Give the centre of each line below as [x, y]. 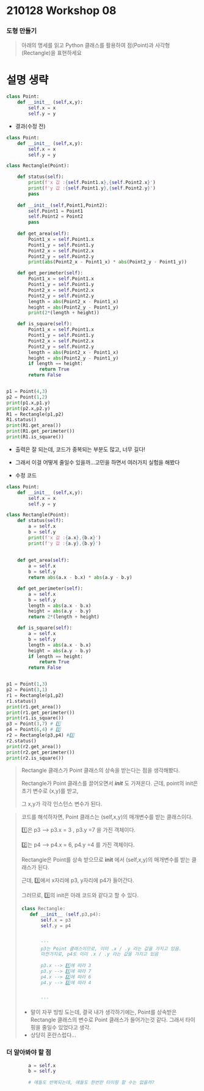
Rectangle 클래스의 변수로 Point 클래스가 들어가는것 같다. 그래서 [107, 1020]
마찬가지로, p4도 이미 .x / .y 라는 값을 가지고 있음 [100, 954]
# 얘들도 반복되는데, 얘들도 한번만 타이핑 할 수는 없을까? [91, 1082]
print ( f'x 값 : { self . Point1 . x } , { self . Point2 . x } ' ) [92, 183]
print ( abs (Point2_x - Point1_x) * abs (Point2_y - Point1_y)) [108, 262]
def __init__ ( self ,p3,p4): [65, 914]
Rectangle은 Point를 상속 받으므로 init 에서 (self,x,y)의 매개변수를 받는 [106, 860]
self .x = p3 [56, 920]
